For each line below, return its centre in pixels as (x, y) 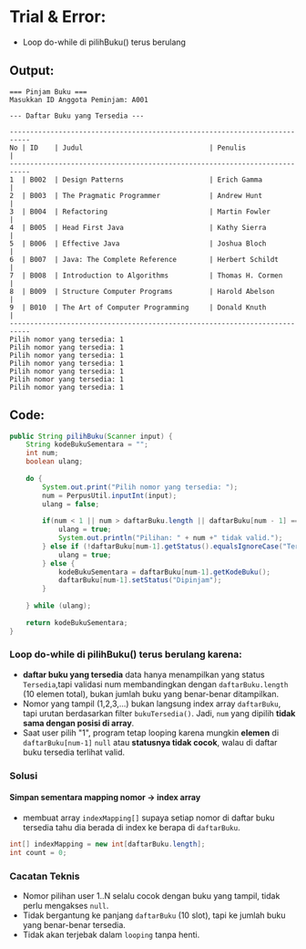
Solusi (24, 776)
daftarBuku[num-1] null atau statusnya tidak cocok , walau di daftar (150, 742)
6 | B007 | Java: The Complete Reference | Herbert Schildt (144, 259)
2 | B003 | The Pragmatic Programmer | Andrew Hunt (136, 195)
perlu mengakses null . (66, 906)
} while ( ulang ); (59, 606)
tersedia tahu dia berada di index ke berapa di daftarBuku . (131, 827)
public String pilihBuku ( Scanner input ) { (91, 436)
